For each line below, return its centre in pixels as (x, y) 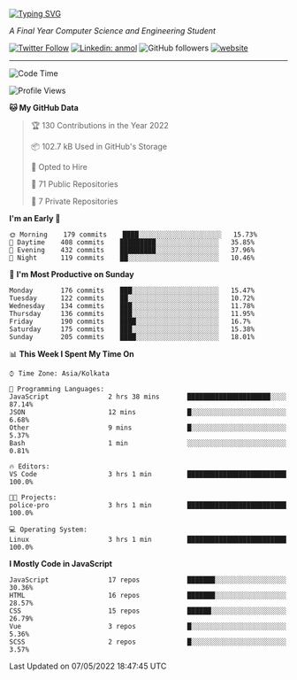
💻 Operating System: (49, 529)
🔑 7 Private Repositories (74, 201)
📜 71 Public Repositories (74, 184)
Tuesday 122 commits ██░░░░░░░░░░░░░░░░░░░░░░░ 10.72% (132, 298)
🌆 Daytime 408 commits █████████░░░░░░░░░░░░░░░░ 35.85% (132, 243)
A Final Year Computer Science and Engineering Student (113, 31)
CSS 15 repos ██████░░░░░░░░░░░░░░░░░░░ (148, 611)
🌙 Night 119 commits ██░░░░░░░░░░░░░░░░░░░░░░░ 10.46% (132, 258)
